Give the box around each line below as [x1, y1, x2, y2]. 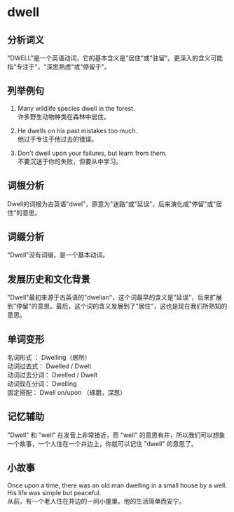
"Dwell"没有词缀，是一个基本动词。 [7, 250, 109, 260]
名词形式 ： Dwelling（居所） [7, 353, 91, 362]
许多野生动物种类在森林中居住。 [17, 112, 110, 121]
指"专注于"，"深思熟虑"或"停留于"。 [7, 62, 111, 71]
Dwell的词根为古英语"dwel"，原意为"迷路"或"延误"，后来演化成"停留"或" [7, 199, 216, 208]
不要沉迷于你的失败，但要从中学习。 [17, 157, 123, 166]
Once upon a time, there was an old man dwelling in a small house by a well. [7, 481, 228, 490]
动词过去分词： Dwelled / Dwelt [7, 371, 98, 379]
